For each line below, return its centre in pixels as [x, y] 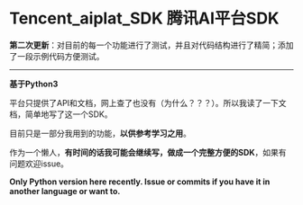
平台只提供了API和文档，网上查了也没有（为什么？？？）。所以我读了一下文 [148, 102]
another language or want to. [65, 191]
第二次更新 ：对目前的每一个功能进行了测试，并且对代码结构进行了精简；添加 [151, 45]
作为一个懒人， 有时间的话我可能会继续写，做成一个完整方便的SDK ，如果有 [148, 152]
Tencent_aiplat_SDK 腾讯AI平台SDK [144, 18]
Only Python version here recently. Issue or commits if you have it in [140, 182]
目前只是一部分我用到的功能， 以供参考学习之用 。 [100, 133]
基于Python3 [34, 84]
